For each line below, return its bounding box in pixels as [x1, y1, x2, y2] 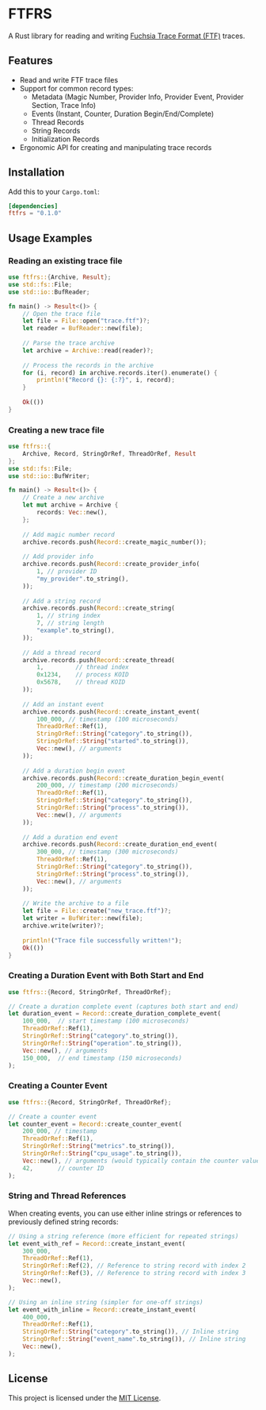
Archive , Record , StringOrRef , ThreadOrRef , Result [22, 449, 196, 457]
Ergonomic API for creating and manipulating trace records [19, 142, 212, 152]
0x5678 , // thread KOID [36, 678, 126, 687]
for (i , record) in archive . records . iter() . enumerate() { [22, 368, 218, 377]
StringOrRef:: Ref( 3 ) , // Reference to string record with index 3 [22, 1269, 246, 1277]
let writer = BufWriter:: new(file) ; [22, 915, 144, 923]
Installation [8, 166, 65, 179]
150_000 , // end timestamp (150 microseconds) [22, 1054, 182, 1062]
